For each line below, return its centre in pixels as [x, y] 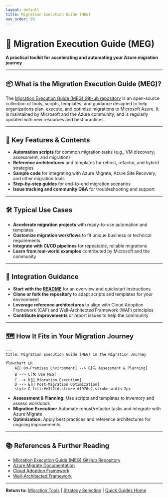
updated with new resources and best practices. [55, 120]
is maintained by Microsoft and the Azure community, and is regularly [77, 114]
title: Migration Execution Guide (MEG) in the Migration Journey [76, 355]
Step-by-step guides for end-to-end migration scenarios [72, 184]
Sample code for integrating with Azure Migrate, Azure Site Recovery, [84, 173]
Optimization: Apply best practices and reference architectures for [82, 419]
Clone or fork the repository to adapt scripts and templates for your [83, 294]
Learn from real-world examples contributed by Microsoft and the [81, 251]
